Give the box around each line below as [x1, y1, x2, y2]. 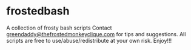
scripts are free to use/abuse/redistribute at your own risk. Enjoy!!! [6, 37, 172, 44]
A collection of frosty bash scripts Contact [6, 24, 112, 31]
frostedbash [6, 4, 70, 18]
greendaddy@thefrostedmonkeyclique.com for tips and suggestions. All [6, 30, 186, 37]
